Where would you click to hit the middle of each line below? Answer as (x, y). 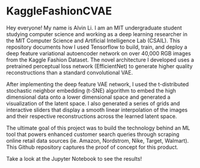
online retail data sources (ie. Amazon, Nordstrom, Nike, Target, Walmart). (98, 140)
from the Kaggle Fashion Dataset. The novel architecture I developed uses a (100, 60)
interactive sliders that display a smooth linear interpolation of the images (97, 110)
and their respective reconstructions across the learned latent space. (92, 116)
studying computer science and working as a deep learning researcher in (97, 34)
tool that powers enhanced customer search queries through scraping (93, 134)
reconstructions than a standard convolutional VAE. (70, 72)
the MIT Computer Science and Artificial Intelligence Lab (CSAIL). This (93, 40)
